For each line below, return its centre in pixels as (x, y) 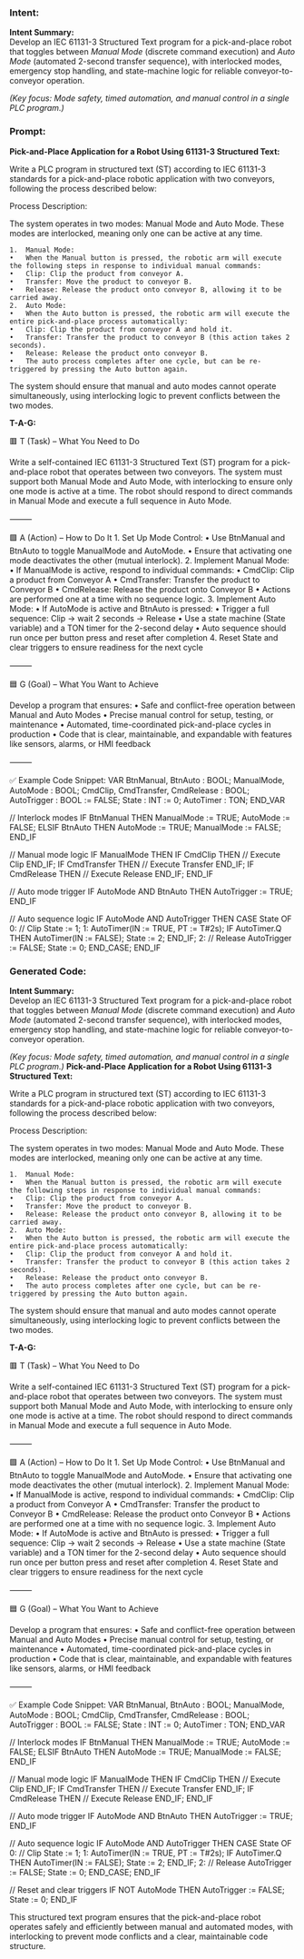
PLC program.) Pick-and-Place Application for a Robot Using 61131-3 (141, 1066)
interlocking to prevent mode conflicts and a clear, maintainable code (139, 1936)
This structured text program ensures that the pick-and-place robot (135, 1917)
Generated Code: (48, 971)
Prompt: (28, 132)
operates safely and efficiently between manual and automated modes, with (151, 1926)
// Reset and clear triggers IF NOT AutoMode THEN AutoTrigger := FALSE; (147, 1889)
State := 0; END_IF (44, 1899)
